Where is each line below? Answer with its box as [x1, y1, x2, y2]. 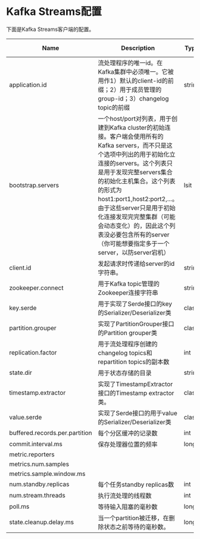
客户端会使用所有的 [110, 132, 164, 140]
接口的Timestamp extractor [98, 388, 174, 397]
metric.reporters [9, 450, 55, 458]
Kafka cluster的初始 [110, 123, 165, 131]
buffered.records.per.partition [9, 428, 92, 437]
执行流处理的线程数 [98, 491, 152, 500]
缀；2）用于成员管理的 [98, 85, 162, 93]
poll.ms [9, 502, 30, 510]
